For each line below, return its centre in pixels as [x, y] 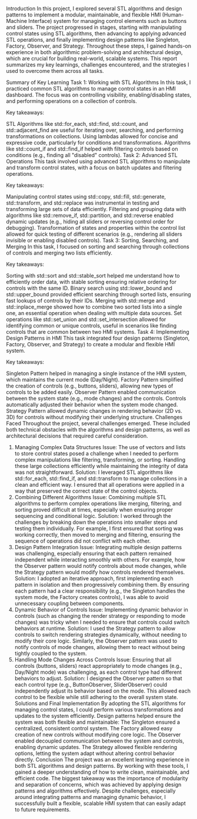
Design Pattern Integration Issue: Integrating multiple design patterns [98, 547]
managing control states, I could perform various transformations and [99, 710]
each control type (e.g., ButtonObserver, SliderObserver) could [91, 685]
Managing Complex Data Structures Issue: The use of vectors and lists [100, 447]
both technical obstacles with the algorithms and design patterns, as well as [98, 429]
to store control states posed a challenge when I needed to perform [96, 453]
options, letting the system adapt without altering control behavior [94, 753]
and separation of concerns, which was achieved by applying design [98, 785]
